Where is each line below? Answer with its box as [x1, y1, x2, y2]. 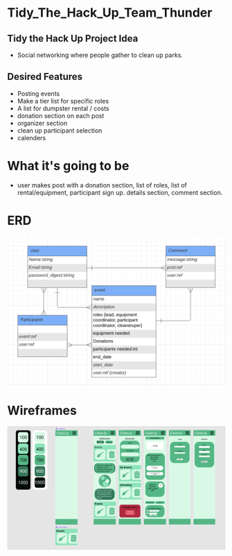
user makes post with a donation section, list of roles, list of [17, 180, 187, 189]
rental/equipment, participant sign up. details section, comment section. [17, 188, 223, 196]
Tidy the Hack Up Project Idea [7, 33, 139, 44]
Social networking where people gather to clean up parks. [17, 51, 184, 59]
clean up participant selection [17, 126, 102, 135]
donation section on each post [17, 111, 105, 119]
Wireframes [7, 403, 78, 419]
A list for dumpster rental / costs [17, 104, 109, 112]
